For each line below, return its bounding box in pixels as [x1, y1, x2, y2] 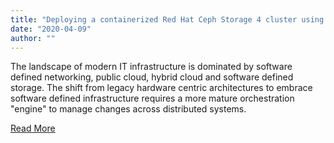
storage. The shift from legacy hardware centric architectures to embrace [10, 82, 313, 94]
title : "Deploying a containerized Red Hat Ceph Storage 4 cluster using [10, 14, 325, 25]
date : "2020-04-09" [10, 24, 92, 34]
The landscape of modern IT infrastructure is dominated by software [10, 61, 293, 73]
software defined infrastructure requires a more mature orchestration [10, 92, 295, 105]
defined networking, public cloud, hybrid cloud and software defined [10, 71, 294, 83]
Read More [10, 122, 56, 135]
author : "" [10, 33, 56, 43]
